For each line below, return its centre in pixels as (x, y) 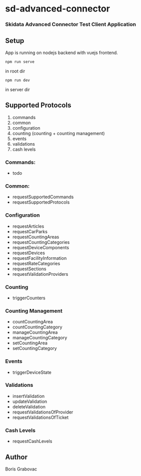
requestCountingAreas (36, 237)
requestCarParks (30, 231)
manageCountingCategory (40, 338)
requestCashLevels (32, 441)
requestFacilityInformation (39, 258)
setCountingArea (30, 343)
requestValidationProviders (40, 274)
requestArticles (28, 226)
